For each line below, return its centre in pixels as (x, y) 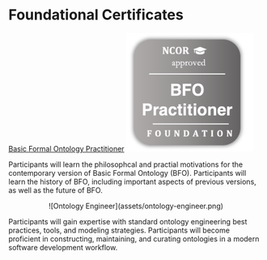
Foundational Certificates (96, 15)
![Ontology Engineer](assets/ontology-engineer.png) (136, 206)
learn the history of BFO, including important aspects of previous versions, (132, 181)
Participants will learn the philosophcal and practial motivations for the (126, 164)
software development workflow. (63, 247)
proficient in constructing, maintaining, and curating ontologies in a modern (134, 239)
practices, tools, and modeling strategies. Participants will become (119, 230)
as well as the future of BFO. (55, 190)
